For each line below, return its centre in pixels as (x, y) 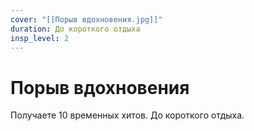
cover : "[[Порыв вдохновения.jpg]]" (86, 19)
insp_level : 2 (40, 38)
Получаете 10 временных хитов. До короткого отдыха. (127, 115)
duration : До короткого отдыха (75, 29)
